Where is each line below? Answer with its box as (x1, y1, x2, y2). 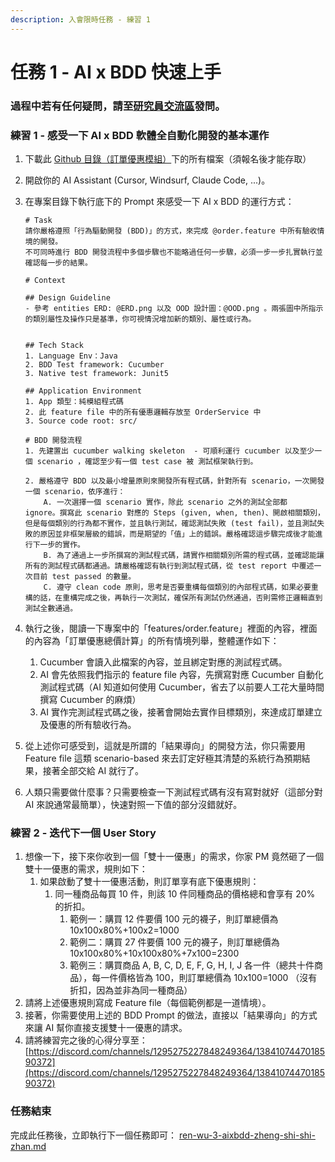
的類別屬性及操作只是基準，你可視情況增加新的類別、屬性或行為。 (24, 314, 257, 325)
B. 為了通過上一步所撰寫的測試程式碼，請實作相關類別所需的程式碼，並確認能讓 (43, 551, 325, 561)
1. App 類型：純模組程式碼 (24, 397, 124, 407)
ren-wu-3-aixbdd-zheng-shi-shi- (178, 1129, 316, 1141)
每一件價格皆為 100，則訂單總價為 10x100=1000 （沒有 (91, 972, 318, 984)
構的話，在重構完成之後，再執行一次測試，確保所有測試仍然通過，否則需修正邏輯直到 (24, 593, 323, 603)
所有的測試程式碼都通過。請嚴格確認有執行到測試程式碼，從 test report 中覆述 (24, 561, 315, 571)
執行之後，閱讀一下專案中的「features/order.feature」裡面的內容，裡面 (24, 622, 318, 635)
